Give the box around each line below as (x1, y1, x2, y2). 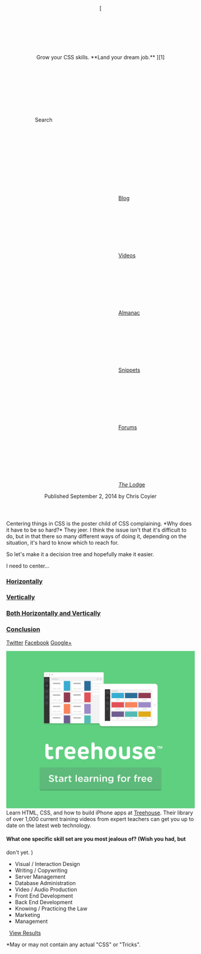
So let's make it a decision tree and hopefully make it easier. (6, 550, 154, 558)
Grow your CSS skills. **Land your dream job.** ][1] (36, 53, 165, 61)
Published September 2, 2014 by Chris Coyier (44, 493, 157, 500)
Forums (118, 424, 138, 431)
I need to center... (6, 562, 50, 569)
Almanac (118, 309, 141, 316)
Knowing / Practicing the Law (14, 905, 88, 912)
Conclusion (6, 625, 41, 633)
